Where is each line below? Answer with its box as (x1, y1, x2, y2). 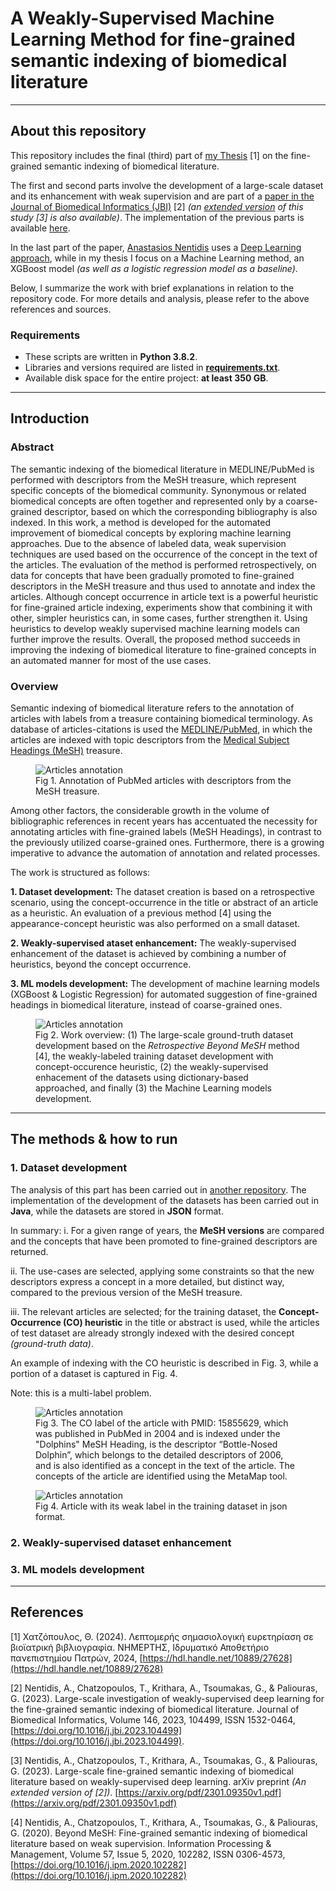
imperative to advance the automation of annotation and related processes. (10, 847, 321, 859)
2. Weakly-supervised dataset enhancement (10, 1535, 232, 1549)
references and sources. (10, 303, 112, 315)
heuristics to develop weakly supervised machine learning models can (10, 622, 301, 634)
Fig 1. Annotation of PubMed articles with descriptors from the (35, 775, 292, 787)
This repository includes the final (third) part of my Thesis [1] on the (10, 149, 289, 161)
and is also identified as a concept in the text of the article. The (35, 1459, 295, 1471)
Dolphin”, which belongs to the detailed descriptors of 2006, (35, 1448, 284, 1461)
